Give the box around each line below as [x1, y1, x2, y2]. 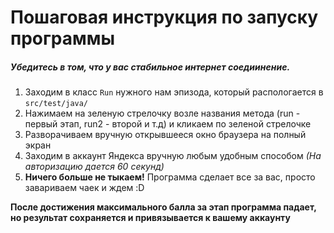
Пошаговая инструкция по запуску [10, 6, 319, 29]
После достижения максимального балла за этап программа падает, [10, 201, 317, 213]
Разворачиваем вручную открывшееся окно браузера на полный [24, 129, 307, 141]
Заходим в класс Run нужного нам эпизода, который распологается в [24, 86, 324, 98]
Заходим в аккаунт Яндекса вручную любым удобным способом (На [24, 150, 322, 162]
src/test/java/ [24, 99, 89, 109]
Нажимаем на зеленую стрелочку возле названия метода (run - [24, 107, 301, 120]
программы [10, 27, 116, 50]
